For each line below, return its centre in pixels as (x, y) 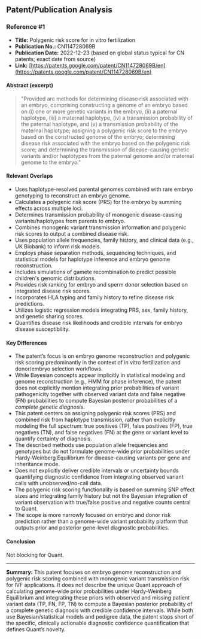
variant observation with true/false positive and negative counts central (103, 503)
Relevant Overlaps (30, 176)
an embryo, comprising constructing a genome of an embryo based (104, 105)
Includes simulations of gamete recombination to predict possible (95, 272)
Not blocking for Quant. (35, 555)
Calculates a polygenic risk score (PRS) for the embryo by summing (98, 202)
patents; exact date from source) (55, 59)
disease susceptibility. (42, 329)
